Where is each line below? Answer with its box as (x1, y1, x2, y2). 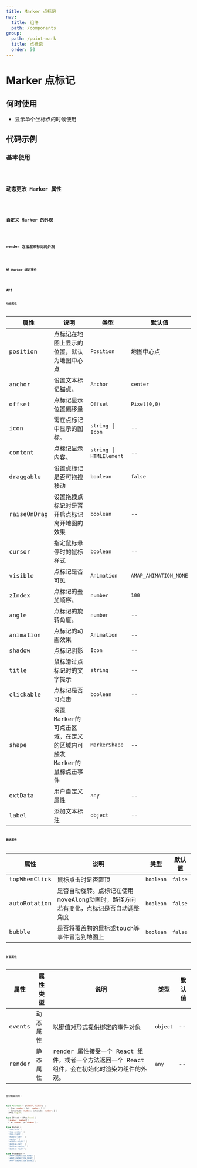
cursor (9, 548, 30, 555)
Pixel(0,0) (131, 401, 161, 408)
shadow (9, 646, 30, 654)
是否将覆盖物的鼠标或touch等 (57, 924, 140, 932)
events (9, 1023, 30, 1031)
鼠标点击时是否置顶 (57, 876, 110, 884)
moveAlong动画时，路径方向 (57, 895, 137, 904)
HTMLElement (90, 453, 124, 459)
